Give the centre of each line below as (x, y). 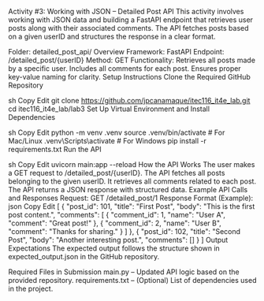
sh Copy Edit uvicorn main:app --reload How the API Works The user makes (132, 164)
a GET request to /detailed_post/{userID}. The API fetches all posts (117, 173)
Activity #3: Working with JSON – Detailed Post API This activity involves (126, 11)
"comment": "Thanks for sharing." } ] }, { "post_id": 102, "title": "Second (125, 231)
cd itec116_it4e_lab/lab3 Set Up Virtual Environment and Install (109, 109)
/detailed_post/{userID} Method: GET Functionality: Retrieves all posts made (132, 60)
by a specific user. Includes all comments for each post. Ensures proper (125, 69)
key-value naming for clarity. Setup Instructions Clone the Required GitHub (129, 77)
